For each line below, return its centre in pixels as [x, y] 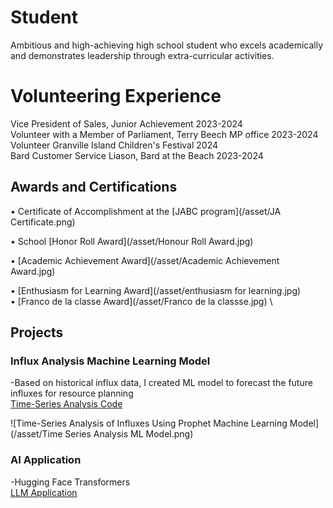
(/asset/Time [36, 434]
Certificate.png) [43, 222]
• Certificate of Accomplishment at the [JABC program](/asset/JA [146, 211]
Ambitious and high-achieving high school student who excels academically [167, 45]
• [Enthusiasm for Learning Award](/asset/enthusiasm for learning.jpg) [156, 290]
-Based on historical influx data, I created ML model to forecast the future [161, 383]
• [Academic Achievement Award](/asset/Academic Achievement [145, 260]
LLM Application [44, 492]
